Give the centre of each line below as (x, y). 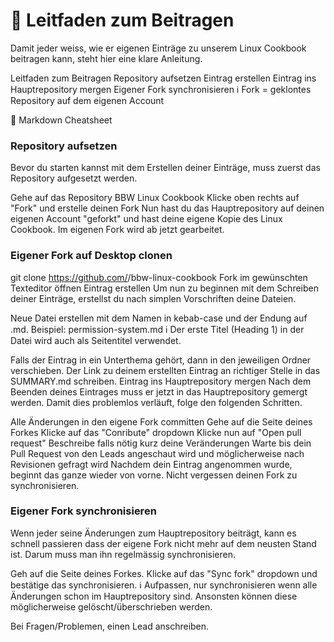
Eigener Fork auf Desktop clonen (91, 256)
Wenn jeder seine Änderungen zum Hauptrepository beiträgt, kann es (153, 533)
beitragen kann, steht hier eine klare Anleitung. (106, 58)
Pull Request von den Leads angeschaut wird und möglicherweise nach (157, 453)
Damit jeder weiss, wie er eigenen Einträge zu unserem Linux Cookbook (158, 48)
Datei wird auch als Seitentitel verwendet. (96, 340)
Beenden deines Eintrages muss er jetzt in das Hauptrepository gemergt (159, 391)
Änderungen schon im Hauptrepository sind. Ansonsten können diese (154, 596)
